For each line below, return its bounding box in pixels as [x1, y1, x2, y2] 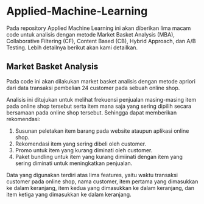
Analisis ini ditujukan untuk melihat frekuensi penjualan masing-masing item [6, 96, 197, 103]
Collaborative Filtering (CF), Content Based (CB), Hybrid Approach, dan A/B [6, 37, 196, 44]
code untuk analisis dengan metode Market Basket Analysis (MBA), [6, 30, 175, 38]
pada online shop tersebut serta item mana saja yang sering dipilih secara [6, 102, 192, 110]
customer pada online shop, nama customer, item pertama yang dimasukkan [6, 178, 199, 185]
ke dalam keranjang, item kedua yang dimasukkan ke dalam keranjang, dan [6, 184, 195, 191]
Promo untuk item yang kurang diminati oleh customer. [15, 146, 153, 153]
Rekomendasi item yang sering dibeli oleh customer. [15, 140, 147, 147]
